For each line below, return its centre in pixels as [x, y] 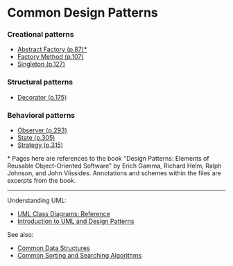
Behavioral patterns [41, 115]
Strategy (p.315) [40, 145]
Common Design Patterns [83, 13]
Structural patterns [40, 82]
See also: [20, 235]
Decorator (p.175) [42, 97]
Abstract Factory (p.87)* [52, 49]
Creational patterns [41, 35]
